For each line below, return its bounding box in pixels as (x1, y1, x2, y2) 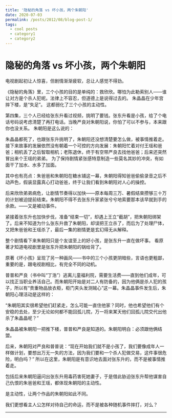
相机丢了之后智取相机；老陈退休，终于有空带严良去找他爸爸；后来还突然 (14, 149, 167, 155)
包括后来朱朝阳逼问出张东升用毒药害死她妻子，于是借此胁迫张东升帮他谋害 (5, 373, 162, 380)
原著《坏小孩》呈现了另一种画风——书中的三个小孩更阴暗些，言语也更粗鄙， (5, 254, 167, 261)
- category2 (10, 36, 36, 42)
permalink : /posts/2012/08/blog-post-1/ (5, 17, 93, 22)
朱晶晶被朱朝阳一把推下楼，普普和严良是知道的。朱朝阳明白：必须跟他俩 (5, 326, 158, 332)
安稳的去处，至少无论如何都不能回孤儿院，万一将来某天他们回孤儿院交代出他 (5, 308, 167, 314)
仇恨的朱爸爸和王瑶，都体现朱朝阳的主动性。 (9, 380, 104, 386)
